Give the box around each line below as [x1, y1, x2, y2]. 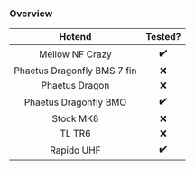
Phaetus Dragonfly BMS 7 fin [14, 64, 137, 77]
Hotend [59, 31, 92, 43]
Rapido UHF [49, 144, 101, 156]
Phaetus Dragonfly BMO [23, 96, 127, 109]
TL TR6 [60, 127, 92, 140]
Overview [9, 7, 53, 20]
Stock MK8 [51, 112, 99, 125]
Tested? [145, 31, 181, 43]
